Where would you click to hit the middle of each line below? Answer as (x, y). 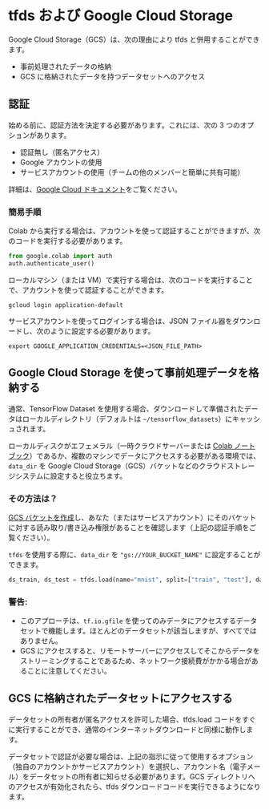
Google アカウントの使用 (61, 162)
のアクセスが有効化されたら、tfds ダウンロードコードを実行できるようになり (134, 787)
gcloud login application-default (66, 305)
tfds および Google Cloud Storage (121, 16)
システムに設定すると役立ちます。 (71, 475)
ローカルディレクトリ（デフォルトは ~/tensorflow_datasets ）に (127, 419)
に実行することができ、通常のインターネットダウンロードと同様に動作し (127, 729)
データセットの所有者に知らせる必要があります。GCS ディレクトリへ (142, 776)
